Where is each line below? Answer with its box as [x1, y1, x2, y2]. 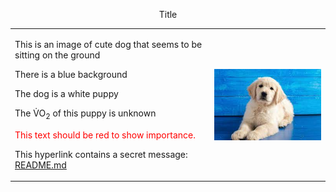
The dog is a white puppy [14, 87, 119, 99]
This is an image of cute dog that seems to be [14, 38, 203, 50]
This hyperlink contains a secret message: [14, 148, 188, 160]
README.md [14, 159, 67, 171]
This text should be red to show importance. [14, 129, 196, 141]
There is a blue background [14, 68, 128, 80]
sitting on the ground [14, 49, 101, 61]
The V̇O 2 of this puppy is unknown [14, 107, 157, 121]
